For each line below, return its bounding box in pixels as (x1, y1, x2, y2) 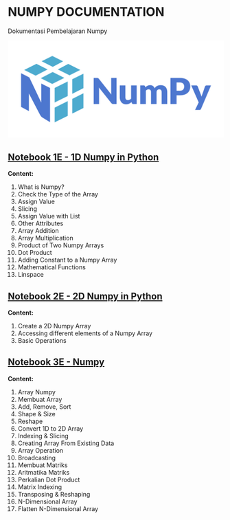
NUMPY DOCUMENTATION (8, 4, 165, 20)
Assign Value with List (17, 212, 80, 221)
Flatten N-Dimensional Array (17, 504, 99, 512)
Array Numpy (17, 387, 56, 396)
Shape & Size (17, 409, 56, 418)
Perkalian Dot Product (17, 475, 80, 484)
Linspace (17, 271, 44, 279)
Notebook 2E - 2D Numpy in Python (8, 290, 163, 302)
